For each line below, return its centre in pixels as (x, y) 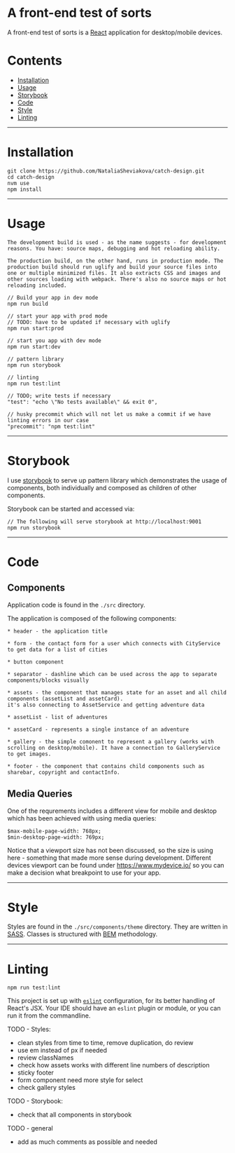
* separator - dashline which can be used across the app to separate (112, 674)
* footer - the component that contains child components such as (106, 766)
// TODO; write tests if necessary (59, 396)
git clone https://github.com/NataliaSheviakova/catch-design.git (106, 171)
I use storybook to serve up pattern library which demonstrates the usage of (117, 480)
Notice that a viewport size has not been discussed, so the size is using (110, 850)
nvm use (19, 183)
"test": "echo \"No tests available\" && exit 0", (83, 402)
